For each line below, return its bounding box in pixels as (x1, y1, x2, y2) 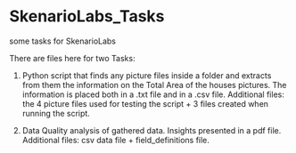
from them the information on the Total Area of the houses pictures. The (21, 79, 287, 90)
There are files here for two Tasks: (9, 52, 136, 63)
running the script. (21, 108, 91, 118)
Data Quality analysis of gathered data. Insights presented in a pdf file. (21, 125, 282, 135)
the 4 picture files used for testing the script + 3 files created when (21, 98, 269, 109)
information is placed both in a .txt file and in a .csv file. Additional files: (21, 89, 285, 100)
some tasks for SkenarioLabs (9, 36, 117, 46)
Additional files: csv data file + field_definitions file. (21, 134, 210, 145)
